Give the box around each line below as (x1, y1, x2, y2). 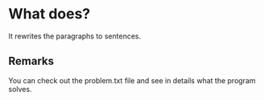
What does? (8, 5, 91, 23)
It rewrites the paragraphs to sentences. (8, 31, 142, 41)
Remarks (8, 54, 55, 68)
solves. (8, 84, 32, 94)
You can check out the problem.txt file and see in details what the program (8, 75, 256, 85)
